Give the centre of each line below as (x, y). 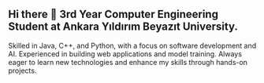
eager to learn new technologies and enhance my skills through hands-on (128, 62)
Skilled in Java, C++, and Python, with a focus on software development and (132, 45)
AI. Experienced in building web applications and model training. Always (125, 54)
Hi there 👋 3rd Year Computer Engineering (113, 14)
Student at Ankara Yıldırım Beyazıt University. (123, 27)
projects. (22, 70)
